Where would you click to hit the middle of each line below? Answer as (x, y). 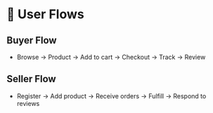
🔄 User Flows (46, 14)
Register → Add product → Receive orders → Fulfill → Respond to (111, 96)
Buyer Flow (32, 40)
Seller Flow (32, 79)
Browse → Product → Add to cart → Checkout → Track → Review (111, 57)
